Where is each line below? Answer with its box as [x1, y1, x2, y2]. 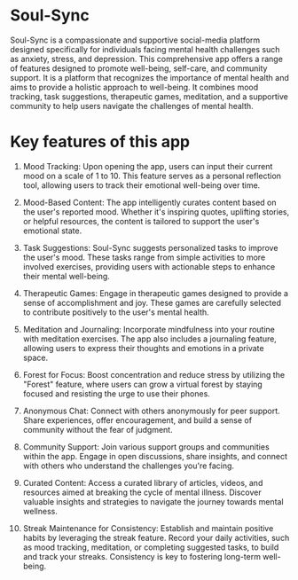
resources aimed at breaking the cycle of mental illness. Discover [22, 487, 262, 498]
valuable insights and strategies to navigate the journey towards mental [22, 496, 284, 506]
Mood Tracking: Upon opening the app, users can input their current [22, 161, 273, 171]
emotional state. [22, 225, 82, 236]
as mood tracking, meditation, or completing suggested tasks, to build [22, 542, 279, 553]
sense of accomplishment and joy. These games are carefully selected [22, 297, 282, 308]
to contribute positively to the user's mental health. [22, 307, 209, 317]
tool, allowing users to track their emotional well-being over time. [22, 179, 261, 191]
